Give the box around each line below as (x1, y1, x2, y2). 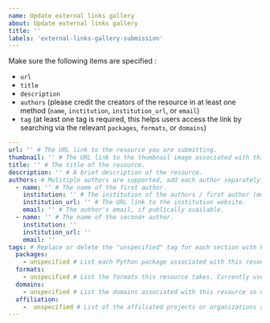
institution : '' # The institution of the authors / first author (22, 190, 250, 199)
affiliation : (15, 295, 59, 304)
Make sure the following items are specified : (8, 56, 157, 66)
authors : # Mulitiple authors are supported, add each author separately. (8, 176, 264, 184)
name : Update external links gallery (8, 11, 135, 20)
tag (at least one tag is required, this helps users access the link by (19, 114, 243, 125)
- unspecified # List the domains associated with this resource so (22, 288, 257, 296)
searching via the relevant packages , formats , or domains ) (19, 123, 207, 133)
